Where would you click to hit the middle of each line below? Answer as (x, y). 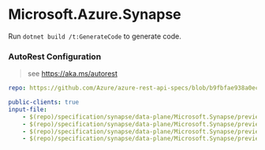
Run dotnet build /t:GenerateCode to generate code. (95, 36)
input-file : (28, 109)
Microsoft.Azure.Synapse (95, 15)
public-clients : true (44, 102)
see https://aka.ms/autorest (73, 74)
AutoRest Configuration (55, 57)
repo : (17, 88)
